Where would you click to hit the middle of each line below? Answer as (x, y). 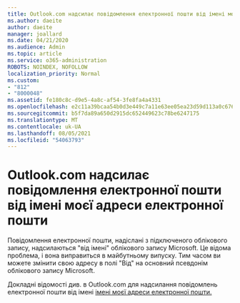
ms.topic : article (35, 54)
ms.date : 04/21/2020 (38, 41)
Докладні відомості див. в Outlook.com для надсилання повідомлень (112, 284)
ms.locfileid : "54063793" (46, 140)
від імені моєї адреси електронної (115, 206)
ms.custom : (24, 80)
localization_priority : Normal (54, 73)
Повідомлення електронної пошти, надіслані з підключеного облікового (117, 240)
